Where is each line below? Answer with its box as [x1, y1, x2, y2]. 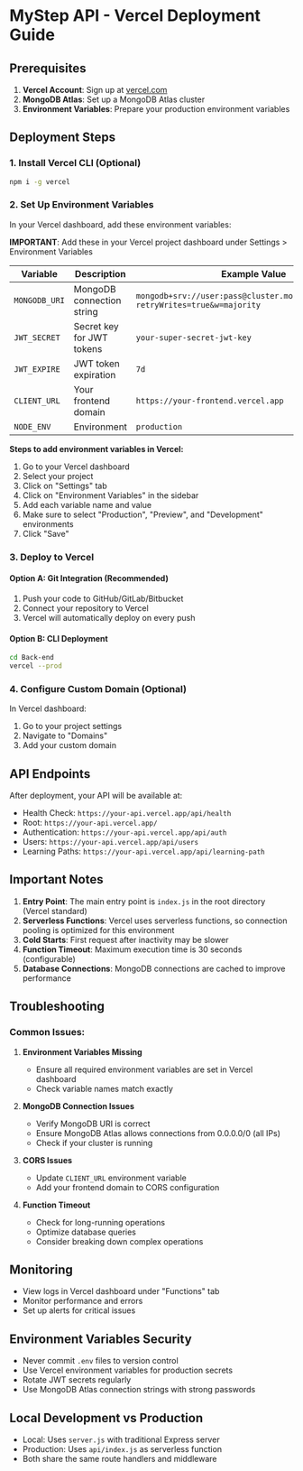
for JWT [73, 331, 108, 344]
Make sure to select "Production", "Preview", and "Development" [22, 509, 264, 520]
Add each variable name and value [22, 499, 151, 510]
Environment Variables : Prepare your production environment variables [22, 104, 290, 114]
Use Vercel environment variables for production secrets [22, 1365, 233, 1376]
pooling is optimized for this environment [22, 924, 175, 935]
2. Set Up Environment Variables [9, 199, 154, 211]
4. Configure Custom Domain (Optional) [9, 682, 188, 695]
